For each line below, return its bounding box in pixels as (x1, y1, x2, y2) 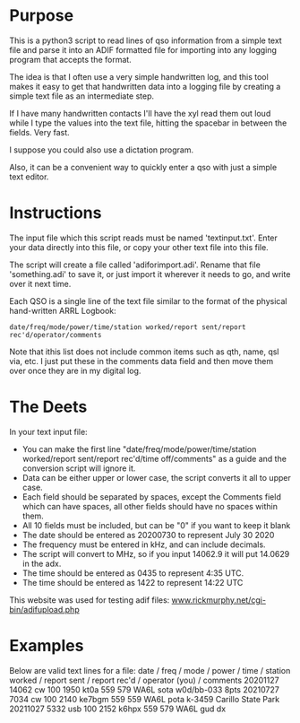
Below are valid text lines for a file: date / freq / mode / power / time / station (9, 665, 291, 675)
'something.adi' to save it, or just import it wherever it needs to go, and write (9, 268, 291, 279)
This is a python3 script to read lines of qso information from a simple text (9, 35, 282, 46)
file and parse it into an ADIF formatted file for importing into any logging (9, 44, 278, 55)
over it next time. (9, 278, 72, 289)
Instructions (9, 203, 102, 223)
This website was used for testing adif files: (9, 594, 170, 605)
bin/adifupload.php (9, 604, 80, 614)
